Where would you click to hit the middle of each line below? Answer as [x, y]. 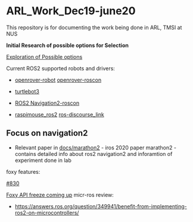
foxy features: [23, 171]
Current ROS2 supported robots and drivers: [60, 68]
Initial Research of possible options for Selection [68, 45]
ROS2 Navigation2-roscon [47, 103]
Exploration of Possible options [44, 57]
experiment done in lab [43, 160]
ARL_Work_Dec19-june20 [71, 11]
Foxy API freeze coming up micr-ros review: [60, 195]
